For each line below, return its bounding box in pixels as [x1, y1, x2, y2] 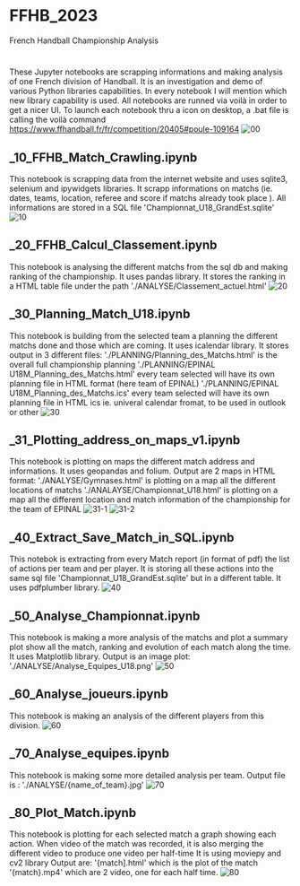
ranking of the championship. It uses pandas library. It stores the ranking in [9, 271, 286, 282]
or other [9, 406, 39, 417]
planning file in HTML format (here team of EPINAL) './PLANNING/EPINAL [9, 378, 279, 388]
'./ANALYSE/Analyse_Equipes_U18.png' [9, 661, 154, 671]
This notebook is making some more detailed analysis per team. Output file [9, 769, 286, 780]
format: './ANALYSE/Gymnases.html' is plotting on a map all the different [9, 475, 276, 486]
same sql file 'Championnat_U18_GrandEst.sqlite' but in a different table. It [9, 573, 282, 584]
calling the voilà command [9, 114, 107, 126]
